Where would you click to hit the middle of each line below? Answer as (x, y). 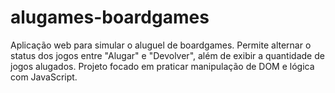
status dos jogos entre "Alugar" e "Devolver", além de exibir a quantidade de (167, 55)
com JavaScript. (44, 77)
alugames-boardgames (110, 17)
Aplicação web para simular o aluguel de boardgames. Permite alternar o (161, 45)
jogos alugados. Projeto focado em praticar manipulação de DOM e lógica (162, 66)
